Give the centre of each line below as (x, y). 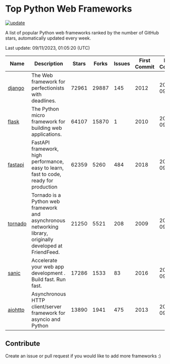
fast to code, (46, 174)
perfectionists (48, 88)
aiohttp (16, 310)
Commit (145, 66)
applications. (47, 134)
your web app (48, 267)
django (16, 88)
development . (48, 273)
